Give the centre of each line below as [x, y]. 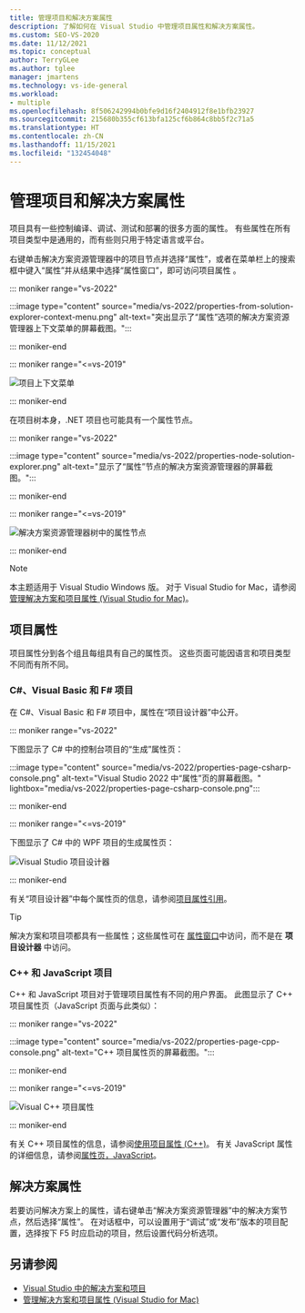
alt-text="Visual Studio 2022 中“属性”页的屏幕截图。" [161, 778]
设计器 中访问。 [46, 946]
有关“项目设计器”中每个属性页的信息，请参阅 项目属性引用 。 [121, 898]
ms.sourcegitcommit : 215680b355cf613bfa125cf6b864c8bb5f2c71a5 [132, 119]
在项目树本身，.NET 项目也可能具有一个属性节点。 [103, 419]
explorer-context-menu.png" [63, 317]
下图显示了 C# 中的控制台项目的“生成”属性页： [97, 749]
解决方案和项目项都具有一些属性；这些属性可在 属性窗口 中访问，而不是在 [146, 935]
